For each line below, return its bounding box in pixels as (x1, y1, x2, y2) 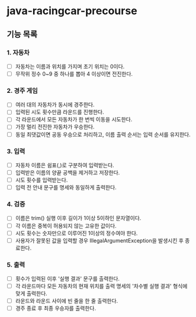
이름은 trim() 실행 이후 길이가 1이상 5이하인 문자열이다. (15, 215, 142, 222)
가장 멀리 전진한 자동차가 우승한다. (15, 123, 95, 131)
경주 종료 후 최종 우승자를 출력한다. (15, 305, 97, 312)
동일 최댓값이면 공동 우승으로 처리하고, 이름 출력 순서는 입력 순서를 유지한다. (15, 131, 191, 138)
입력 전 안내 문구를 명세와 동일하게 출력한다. (15, 184, 117, 191)
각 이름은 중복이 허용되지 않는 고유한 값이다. (15, 222, 117, 229)
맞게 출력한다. (15, 290, 48, 297)
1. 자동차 (7, 48, 30, 57)
